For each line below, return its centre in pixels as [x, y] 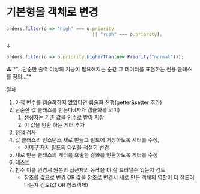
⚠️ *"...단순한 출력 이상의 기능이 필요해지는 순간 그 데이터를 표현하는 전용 [91, 69]
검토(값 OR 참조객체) [64, 184]
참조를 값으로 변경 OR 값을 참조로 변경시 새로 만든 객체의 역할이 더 [101, 177]
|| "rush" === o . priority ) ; [127, 34]
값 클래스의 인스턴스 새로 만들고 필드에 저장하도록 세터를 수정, [87, 139]
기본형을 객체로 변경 [53, 12]
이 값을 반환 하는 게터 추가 [54, 124]
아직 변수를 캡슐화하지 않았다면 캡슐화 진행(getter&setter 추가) [88, 102]
